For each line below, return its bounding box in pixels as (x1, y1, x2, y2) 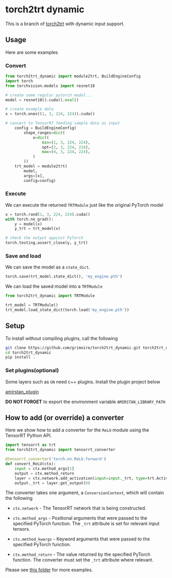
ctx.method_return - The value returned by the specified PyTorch (12, 551, 150, 557)
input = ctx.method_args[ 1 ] (14, 466, 74, 471)
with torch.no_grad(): (5, 216, 54, 222)
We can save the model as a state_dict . (5, 264, 91, 270)
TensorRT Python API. (5, 432, 52, 439)
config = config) (24, 178, 56, 183)
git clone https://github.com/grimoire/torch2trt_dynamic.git (5, 345, 141, 350)
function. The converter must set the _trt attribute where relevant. (12, 557, 154, 563)
